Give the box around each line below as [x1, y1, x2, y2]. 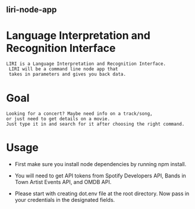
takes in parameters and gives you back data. [8, 71, 127, 77]
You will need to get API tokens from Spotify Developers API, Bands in [14, 172, 186, 179]
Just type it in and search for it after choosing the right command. [6, 121, 185, 127]
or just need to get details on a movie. [6, 116, 111, 122]
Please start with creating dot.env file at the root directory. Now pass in [14, 190, 190, 197]
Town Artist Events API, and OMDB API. [14, 179, 112, 186]
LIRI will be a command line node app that [8, 66, 118, 72]
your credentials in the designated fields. [14, 196, 115, 204]
